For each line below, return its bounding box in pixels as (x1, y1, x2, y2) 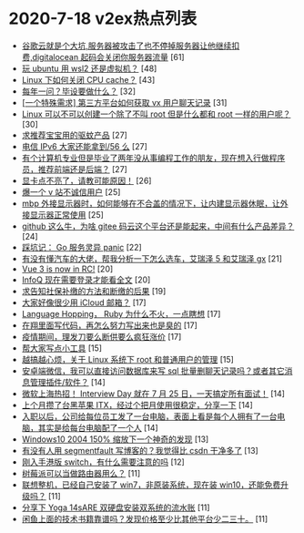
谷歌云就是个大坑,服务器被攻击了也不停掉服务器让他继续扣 (21, 40, 240, 51)
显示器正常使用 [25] (29, 209, 104, 220)
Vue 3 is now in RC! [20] (21, 263, 114, 274)
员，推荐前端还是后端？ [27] (21, 163, 128, 174)
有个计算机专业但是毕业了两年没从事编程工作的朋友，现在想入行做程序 (21, 152, 286, 163)
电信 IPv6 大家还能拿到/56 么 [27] (21, 140, 147, 151)
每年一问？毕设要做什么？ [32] (21, 86, 137, 97)
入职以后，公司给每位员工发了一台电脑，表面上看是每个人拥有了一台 (21, 411, 278, 422)
